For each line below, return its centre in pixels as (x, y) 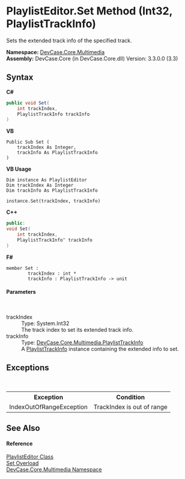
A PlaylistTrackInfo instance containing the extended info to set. (100, 349)
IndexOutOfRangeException (49, 407)
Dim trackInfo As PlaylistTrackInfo (52, 191)
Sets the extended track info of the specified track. (69, 40)
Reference (20, 444)
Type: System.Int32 (45, 323)
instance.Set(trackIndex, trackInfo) (53, 201)
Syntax (20, 77)
